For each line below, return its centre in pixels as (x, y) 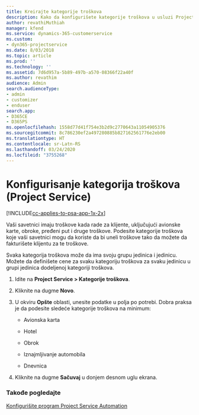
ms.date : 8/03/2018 (30, 50)
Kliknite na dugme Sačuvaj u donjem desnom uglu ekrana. (86, 378)
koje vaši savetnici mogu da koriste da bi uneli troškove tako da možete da (97, 237)
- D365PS (17, 122)
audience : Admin (26, 84)
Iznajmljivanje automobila (54, 355)
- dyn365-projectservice (37, 45)
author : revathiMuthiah (36, 23)
